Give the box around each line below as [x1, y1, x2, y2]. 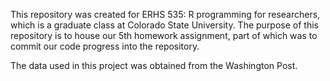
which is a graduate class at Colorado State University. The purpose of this [10, 19, 319, 31]
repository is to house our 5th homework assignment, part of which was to [10, 30, 318, 41]
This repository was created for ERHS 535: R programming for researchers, [10, 9, 321, 20]
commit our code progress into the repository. [10, 40, 200, 52]
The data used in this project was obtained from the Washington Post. [10, 60, 298, 71]
